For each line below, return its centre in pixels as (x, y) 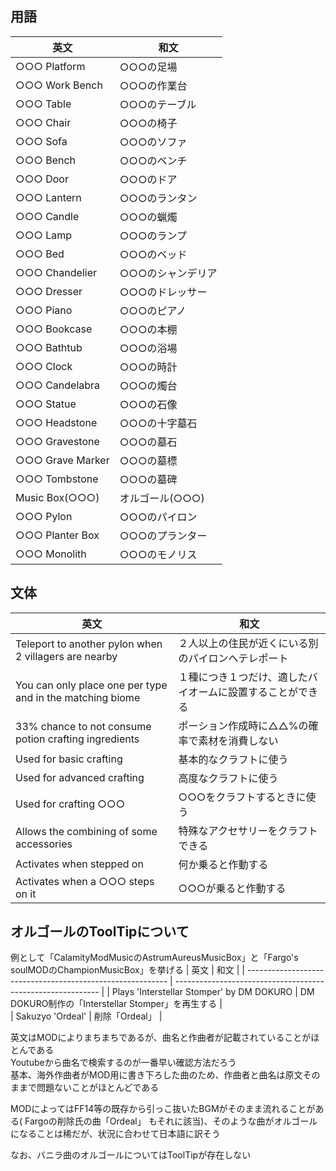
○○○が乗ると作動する (232, 888)
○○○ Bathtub (49, 347)
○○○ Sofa (41, 141)
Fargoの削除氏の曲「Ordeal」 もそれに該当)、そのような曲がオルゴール (171, 1121)
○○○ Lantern (48, 197)
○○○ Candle (47, 216)
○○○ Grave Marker (62, 460)
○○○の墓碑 (148, 479)
